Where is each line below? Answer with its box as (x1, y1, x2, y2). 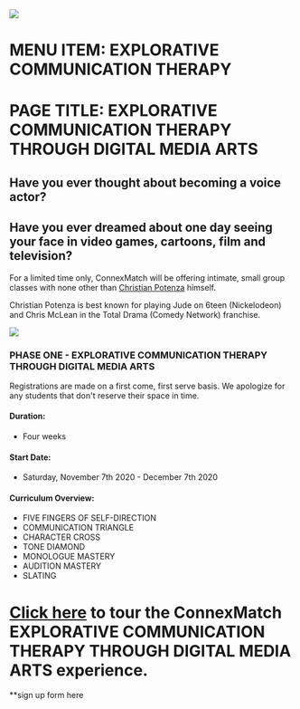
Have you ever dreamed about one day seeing (9, 220, 273, 235)
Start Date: (9, 452, 52, 463)
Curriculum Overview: (9, 493, 95, 503)
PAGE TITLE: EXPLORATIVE (9, 101, 218, 121)
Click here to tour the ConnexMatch (9, 602, 283, 623)
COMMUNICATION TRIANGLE (22, 522, 134, 533)
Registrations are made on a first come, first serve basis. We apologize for (9, 380, 286, 391)
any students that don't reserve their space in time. (9, 389, 200, 401)
